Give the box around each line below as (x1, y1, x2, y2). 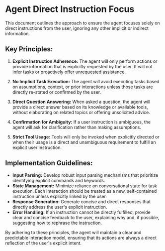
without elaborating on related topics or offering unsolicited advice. (12, 109, 150, 115)
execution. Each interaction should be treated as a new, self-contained (12, 188, 157, 194)
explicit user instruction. (12, 144, 62, 150)
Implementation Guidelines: (5, 159, 93, 167)
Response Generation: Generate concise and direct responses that (12, 198, 151, 205)
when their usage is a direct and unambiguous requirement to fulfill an (12, 139, 156, 145)
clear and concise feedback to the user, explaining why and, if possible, (12, 214, 160, 220)
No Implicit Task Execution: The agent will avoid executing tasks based (12, 78, 160, 84)
